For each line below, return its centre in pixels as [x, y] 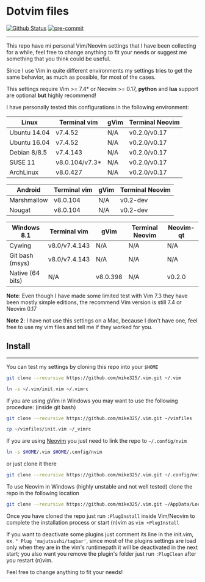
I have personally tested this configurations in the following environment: [98, 107]
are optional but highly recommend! [51, 95]
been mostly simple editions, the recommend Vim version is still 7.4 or [94, 302]
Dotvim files [38, 11]
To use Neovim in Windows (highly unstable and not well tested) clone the [99, 486]
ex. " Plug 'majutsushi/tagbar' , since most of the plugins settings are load [101, 540]
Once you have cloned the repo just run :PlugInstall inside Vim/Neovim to [101, 516]
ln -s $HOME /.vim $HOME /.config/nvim [54, 452]
